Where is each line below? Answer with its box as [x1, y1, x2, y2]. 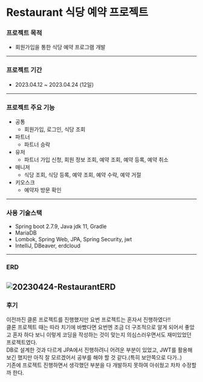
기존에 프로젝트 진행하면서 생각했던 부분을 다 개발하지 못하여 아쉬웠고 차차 [6, 361, 181, 369]
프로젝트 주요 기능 [6, 103, 56, 112]
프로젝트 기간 [6, 66, 42, 75]
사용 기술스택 [6, 209, 42, 217]
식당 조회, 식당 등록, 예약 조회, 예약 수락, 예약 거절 [24, 171, 141, 179]
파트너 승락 [24, 141, 50, 149]
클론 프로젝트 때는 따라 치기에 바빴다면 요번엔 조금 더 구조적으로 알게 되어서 [6, 323, 184, 330]
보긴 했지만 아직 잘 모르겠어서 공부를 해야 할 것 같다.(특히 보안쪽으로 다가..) [6, 354, 182, 361]
